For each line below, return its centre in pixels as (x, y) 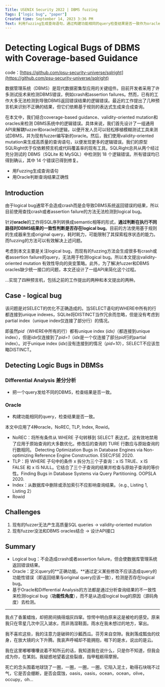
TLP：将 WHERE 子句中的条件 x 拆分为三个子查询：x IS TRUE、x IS (80, 461)
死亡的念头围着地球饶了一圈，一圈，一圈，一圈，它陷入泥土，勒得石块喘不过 (82, 667)
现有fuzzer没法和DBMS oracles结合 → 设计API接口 (63, 531)
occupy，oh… (19, 680)
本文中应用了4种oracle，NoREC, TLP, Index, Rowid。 (59, 427)
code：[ (13, 72)
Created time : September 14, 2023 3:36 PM (49, 19)
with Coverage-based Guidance (72, 58)
